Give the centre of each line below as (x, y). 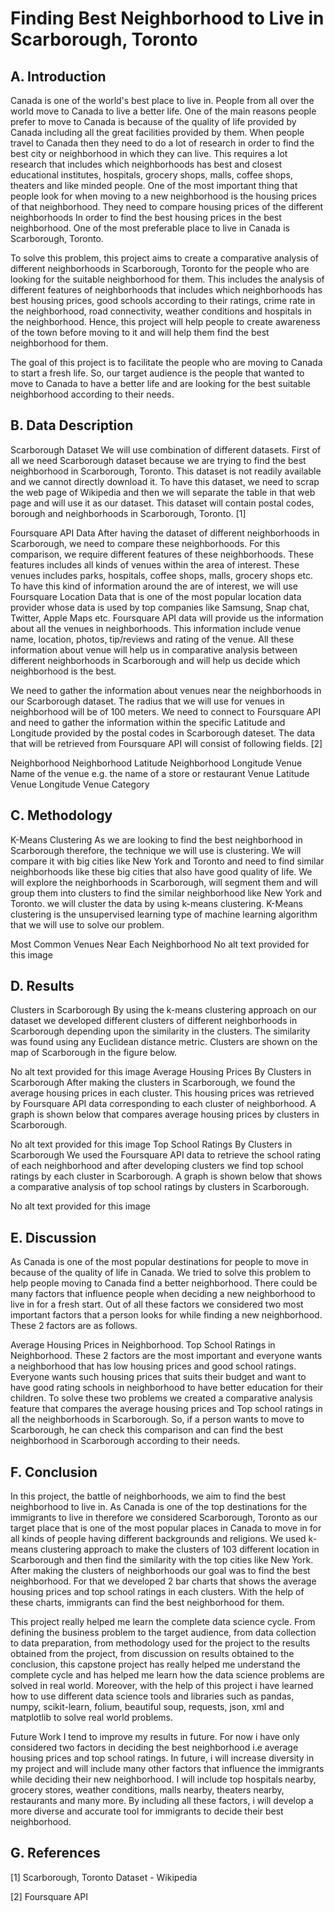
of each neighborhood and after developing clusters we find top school (157, 1166)
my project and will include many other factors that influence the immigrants (167, 1769)
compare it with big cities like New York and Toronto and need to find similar (167, 861)
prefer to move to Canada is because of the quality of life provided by (153, 121)
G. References (55, 1853)
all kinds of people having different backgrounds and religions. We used (158, 1539)
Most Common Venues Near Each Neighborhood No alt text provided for (160, 944)
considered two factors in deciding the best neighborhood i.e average (154, 1748)
